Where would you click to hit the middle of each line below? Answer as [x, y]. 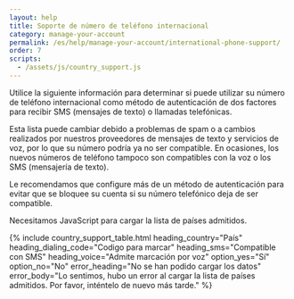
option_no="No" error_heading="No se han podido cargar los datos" [135, 266]
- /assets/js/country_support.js [79, 68]
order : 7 [25, 51]
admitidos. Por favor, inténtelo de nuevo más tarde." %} [111, 285]
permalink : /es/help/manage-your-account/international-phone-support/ [145, 42]
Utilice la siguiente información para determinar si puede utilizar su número [147, 92]
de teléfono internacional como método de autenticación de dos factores [143, 102]
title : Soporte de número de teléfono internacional [109, 26]
